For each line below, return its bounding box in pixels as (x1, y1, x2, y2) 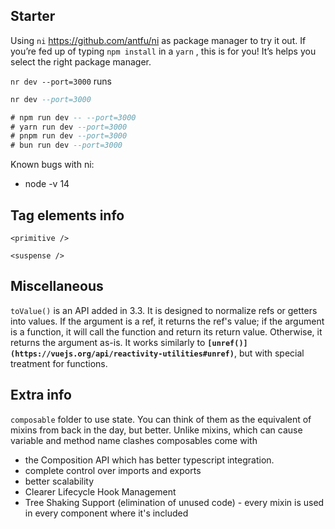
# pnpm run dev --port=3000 (10, 131, 128, 141)
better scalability (24, 475, 95, 487)
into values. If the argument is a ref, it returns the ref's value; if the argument (10, 315, 325, 327)
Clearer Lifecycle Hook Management (24, 485, 177, 498)
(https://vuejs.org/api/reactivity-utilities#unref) (10, 349, 235, 359)
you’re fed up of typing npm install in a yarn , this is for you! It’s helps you (10, 45, 317, 57)
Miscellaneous (10, 278, 104, 295)
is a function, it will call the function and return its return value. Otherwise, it (10, 325, 323, 338)
